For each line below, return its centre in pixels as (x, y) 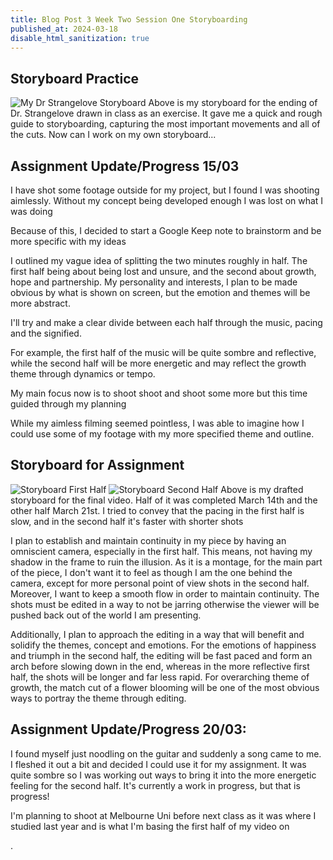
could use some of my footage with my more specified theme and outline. (162, 434)
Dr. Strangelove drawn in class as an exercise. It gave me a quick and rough (166, 113)
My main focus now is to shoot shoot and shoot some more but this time (159, 393)
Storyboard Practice (75, 78)
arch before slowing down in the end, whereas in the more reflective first (160, 666)
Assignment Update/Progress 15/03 (125, 166)
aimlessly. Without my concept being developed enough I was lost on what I (167, 200)
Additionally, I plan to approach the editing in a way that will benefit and (157, 634)
